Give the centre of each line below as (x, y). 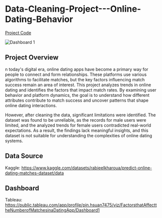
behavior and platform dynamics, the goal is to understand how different (77, 95)
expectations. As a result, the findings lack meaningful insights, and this (77, 130)
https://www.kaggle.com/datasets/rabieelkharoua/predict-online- (87, 168)
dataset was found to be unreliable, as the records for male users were (76, 120)
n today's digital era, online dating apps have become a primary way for (77, 69)
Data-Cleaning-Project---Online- (73, 9)
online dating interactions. (31, 105)
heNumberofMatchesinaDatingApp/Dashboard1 (52, 210)
